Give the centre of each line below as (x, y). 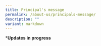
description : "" (22, 19)
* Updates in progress (28, 38)
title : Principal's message (35, 10)
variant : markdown (24, 24)
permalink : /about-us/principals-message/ (50, 14)
